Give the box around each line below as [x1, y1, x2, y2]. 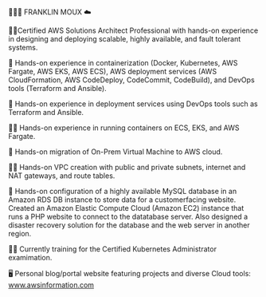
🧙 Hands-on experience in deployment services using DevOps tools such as [8, 99, 258, 109]
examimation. [8, 253, 53, 262]
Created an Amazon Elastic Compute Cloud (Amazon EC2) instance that [8, 204, 244, 212]
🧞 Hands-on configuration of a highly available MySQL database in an [8, 187, 237, 196]
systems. [8, 43, 38, 52]
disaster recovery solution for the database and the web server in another [8, 220, 251, 230]
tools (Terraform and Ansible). [8, 84, 108, 93]
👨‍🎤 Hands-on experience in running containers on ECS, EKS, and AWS [8, 123, 241, 133]
